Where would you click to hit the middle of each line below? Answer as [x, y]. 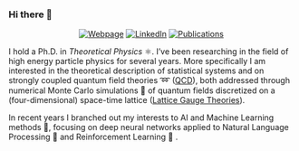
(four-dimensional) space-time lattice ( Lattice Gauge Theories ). [127, 100]
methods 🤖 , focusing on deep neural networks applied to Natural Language [149, 127]
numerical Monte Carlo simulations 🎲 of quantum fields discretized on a [142, 90]
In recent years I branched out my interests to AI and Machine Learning [141, 118]
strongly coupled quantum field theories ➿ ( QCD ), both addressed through [149, 80]
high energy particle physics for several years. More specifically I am [137, 61]
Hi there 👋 [31, 14]
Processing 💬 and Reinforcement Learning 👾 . [93, 137]
